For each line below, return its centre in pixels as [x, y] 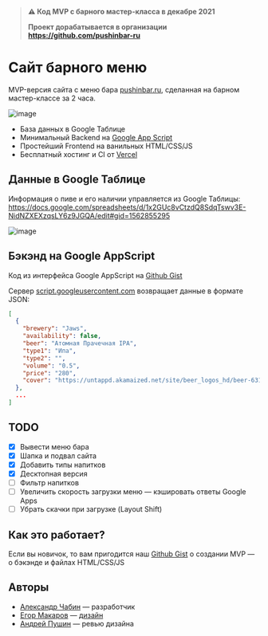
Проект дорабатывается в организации [97, 27]
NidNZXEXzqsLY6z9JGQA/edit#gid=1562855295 [89, 215]
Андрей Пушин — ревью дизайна [77, 623]
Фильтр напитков [49, 483]
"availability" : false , [62, 336]
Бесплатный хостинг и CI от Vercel [79, 154]
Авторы [29, 588]
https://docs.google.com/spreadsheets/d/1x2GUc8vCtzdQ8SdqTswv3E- [127, 207]
